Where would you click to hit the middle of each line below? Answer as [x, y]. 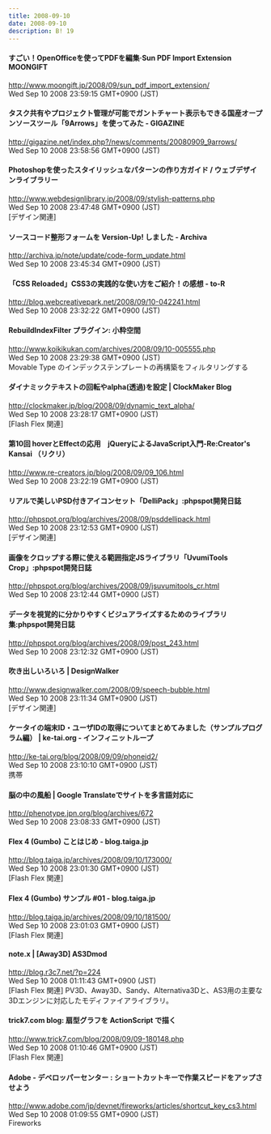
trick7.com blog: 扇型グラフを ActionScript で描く [92, 1021]
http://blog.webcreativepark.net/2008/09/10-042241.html [104, 302]
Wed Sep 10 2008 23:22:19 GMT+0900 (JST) [84, 481]
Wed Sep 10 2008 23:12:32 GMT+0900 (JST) [84, 651]
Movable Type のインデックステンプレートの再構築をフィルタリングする [129, 367]
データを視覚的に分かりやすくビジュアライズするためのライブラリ [118, 614]
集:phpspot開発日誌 [42, 624]
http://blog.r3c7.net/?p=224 [55, 972]
